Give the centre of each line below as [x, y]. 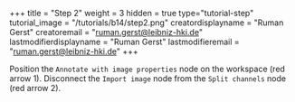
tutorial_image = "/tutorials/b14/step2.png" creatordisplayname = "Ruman [147, 23]
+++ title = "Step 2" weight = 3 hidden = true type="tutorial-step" [132, 13]
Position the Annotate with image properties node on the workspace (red [147, 69]
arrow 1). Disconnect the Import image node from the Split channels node [148, 79]
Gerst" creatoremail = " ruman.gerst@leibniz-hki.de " [106, 32]
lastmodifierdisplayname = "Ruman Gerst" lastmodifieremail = [124, 42]
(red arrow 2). [35, 88]
